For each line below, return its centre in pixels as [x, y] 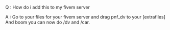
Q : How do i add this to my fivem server [48, 7]
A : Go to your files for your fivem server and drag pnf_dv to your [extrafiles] [86, 17]
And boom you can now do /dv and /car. [48, 22]
